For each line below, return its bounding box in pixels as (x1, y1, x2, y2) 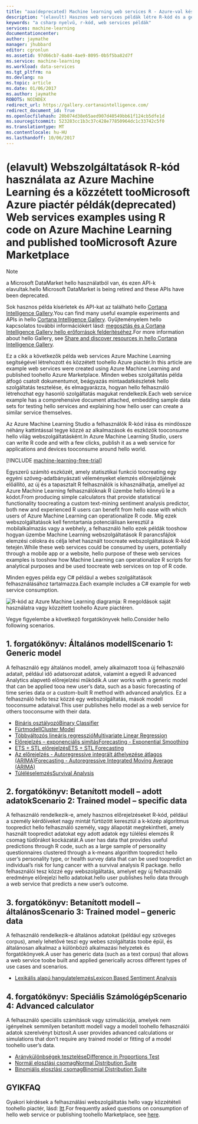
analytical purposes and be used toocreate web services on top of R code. (6, 562, 187, 569)
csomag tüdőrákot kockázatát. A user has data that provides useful (6, 836, 168, 843)
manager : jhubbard (6, 42, 51, 48)
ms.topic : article (6, 80, 51, 86)
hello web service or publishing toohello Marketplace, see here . (6, 1111, 160, 1118)
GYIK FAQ (6, 1083, 41, 1093)
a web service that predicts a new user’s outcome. (6, 881, 128, 888)
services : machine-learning (6, 25, 75, 31)
